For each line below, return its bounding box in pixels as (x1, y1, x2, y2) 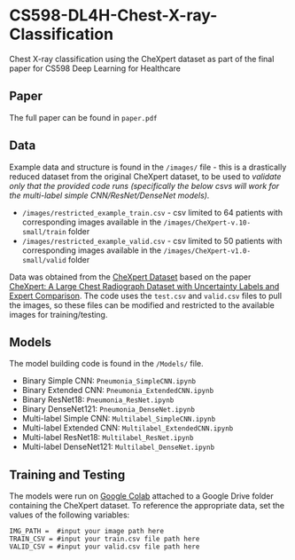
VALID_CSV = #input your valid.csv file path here (9, 542, 200, 551)
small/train (21, 227, 66, 236)
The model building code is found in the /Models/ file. (9, 359, 204, 369)
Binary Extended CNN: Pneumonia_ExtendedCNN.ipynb (21, 385, 214, 396)
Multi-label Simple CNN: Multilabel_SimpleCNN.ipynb (21, 414, 216, 424)
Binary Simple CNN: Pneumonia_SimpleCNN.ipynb (21, 375, 197, 386)
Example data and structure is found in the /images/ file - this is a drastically (9, 162, 287, 172)
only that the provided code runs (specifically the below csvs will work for (9, 180, 280, 191)
